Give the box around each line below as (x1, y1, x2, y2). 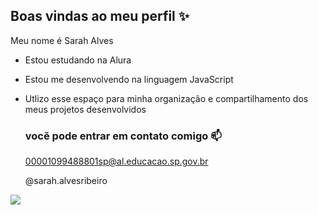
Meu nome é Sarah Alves (10, 34, 114, 46)
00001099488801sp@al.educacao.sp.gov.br (24, 155, 209, 168)
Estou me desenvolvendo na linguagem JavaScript (24, 73, 234, 85)
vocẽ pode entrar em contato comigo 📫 (24, 129, 222, 143)
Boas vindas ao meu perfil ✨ (10, 8, 190, 25)
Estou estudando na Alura (24, 54, 132, 66)
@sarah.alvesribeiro (24, 175, 108, 187)
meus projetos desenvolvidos (24, 103, 147, 115)
